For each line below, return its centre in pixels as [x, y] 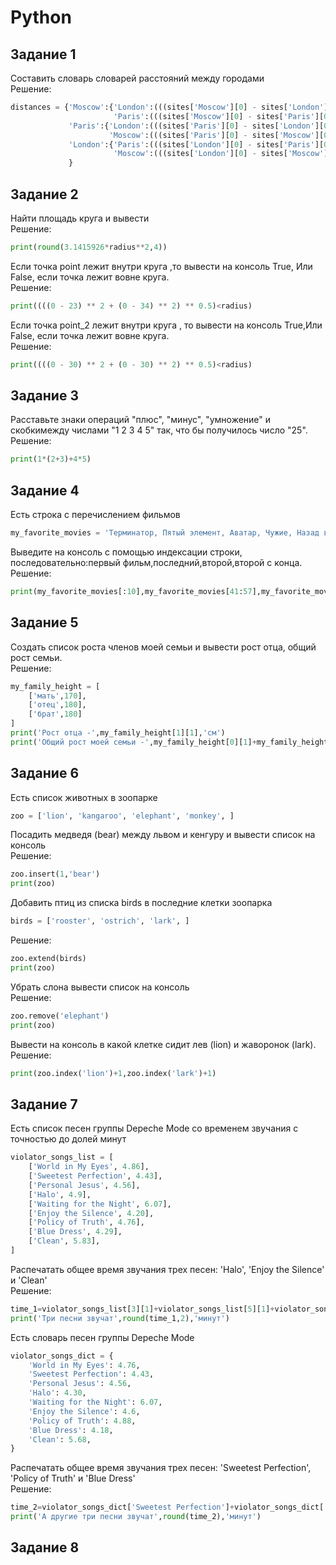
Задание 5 [44, 622]
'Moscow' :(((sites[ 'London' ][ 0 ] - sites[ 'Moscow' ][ [223, 154]
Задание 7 [44, 1104]
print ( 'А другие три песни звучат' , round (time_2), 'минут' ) [136, 1517]
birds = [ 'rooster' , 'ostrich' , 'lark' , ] [100, 921]
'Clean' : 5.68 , [60, 1439]
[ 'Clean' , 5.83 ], [64, 1241]
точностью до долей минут [68, 1139]
